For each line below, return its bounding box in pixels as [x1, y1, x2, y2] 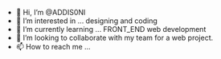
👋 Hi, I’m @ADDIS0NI [15, 8, 86, 17]
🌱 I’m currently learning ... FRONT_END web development [15, 25, 207, 33]
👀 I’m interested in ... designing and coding [15, 16, 158, 26]
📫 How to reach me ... [15, 42, 91, 51]
